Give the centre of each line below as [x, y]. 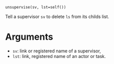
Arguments [29, 37]
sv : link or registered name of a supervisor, [57, 51]
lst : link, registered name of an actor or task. [59, 56]
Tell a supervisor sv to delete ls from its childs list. [57, 17]
